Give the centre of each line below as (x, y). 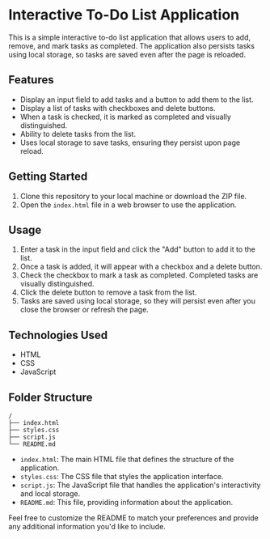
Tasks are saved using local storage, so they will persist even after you (138, 301)
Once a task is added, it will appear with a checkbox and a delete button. (141, 267)
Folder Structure (51, 397)
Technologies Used (58, 335)
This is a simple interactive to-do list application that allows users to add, (129, 37)
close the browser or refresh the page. (84, 310)
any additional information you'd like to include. (87, 526)
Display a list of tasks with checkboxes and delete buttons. (118, 108)
